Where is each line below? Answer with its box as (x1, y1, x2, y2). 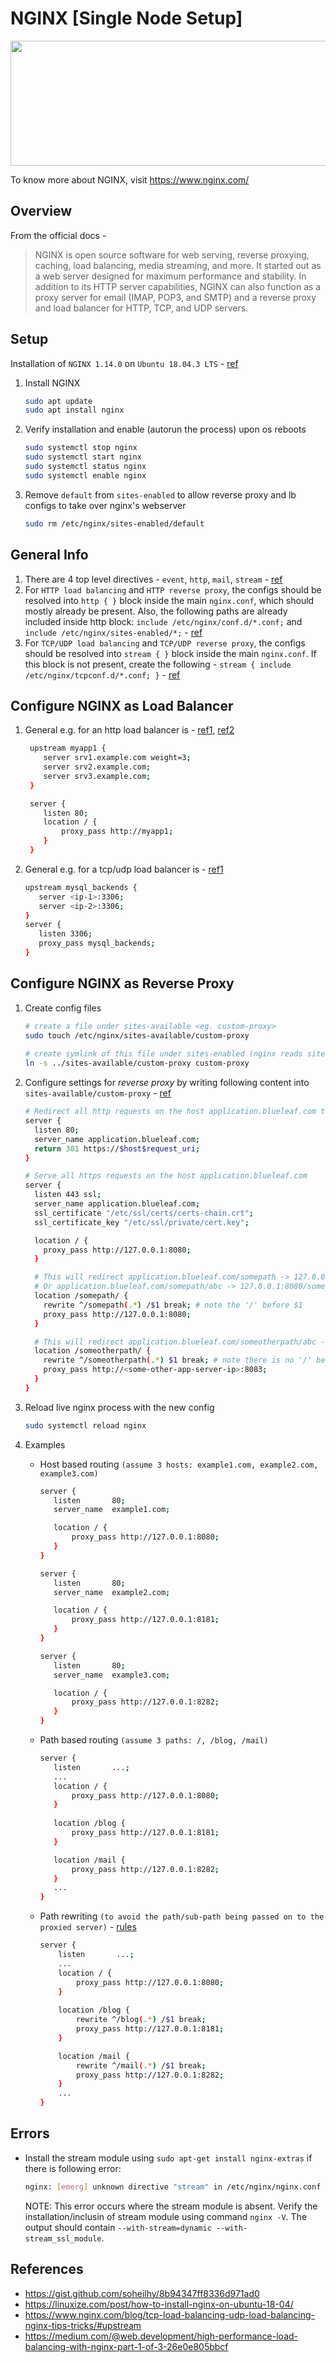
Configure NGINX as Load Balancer (10, 697, 234, 714)
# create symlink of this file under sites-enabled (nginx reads (24, 1049, 303, 1059)
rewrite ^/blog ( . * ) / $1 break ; (75, 2015, 207, 2025)
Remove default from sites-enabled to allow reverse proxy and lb (24, 488, 297, 501)
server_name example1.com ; (53, 1505, 171, 1515)
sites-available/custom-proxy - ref (24, 1087, 172, 1099)
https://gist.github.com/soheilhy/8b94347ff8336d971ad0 (24, 2287, 260, 2299)
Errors (10, 2125, 50, 2142)
